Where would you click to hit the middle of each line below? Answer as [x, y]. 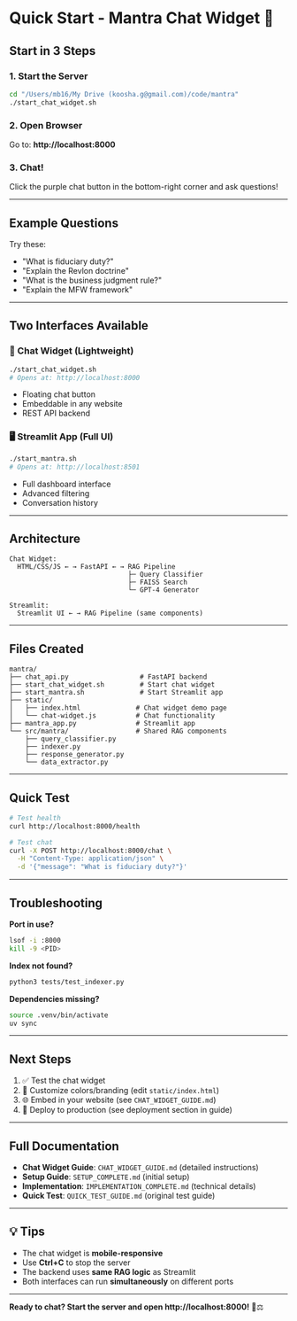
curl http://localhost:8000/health [75, 826]
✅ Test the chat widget [64, 1081]
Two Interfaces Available [79, 326]
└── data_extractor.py [67, 762]
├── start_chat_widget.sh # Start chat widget [112, 685]
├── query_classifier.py [71, 739]
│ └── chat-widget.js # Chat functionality [112, 716]
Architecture [45, 538]
